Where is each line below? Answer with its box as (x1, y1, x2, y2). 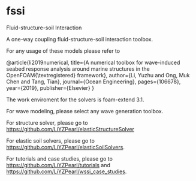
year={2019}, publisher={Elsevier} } (6, 84, 95, 91)
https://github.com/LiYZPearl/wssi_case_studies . (6, 168, 127, 175)
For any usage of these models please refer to (6, 47, 120, 55)
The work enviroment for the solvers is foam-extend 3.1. (6, 96, 144, 103)
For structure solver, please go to (6, 119, 88, 126)
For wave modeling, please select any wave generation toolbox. (6, 107, 164, 114)
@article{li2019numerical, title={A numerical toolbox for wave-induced (6, 59, 180, 66)
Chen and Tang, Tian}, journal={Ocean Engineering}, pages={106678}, (6, 78, 181, 85)
